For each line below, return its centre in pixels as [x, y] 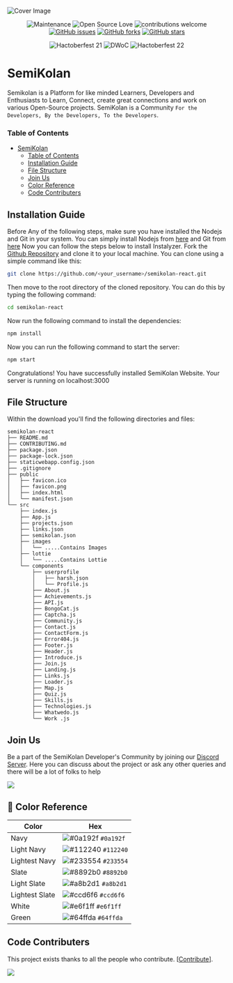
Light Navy [29, 849]
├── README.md [28, 438]
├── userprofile [56, 572]
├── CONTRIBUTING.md [37, 444]
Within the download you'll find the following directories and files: [101, 419]
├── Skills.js [53, 700]
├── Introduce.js [57, 658]
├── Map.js [48, 688]
